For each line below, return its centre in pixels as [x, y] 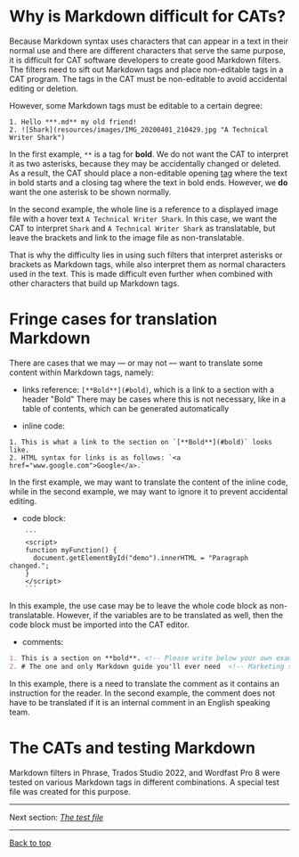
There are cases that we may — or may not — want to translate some [136, 363]
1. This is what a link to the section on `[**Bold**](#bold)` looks [141, 442]
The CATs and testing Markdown [133, 748]
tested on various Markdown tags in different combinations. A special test [145, 782]
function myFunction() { [71, 550]
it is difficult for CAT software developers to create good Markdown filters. [145, 60]
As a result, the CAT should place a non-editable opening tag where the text [148, 173]
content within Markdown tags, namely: [81, 372]
